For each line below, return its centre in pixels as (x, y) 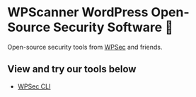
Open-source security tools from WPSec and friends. (85, 47)
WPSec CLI (34, 86)
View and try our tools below (72, 69)
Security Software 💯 (113, 27)
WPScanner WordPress (78, 12)
